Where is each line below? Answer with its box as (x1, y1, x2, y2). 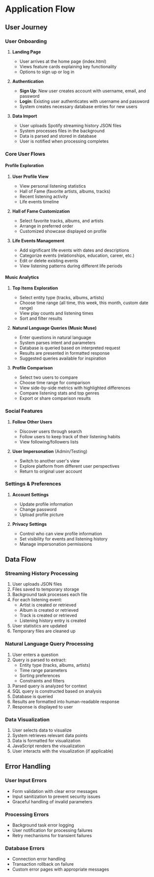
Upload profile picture (19, 511, 64, 517)
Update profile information (19, 501, 73, 507)
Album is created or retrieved (19, 607, 79, 613)
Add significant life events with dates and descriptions (19, 247, 129, 253)
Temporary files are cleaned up (12, 628, 76, 634)
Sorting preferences (19, 672, 60, 679)
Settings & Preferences (5, 481, 61, 487)
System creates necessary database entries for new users (19, 103, 138, 109)
